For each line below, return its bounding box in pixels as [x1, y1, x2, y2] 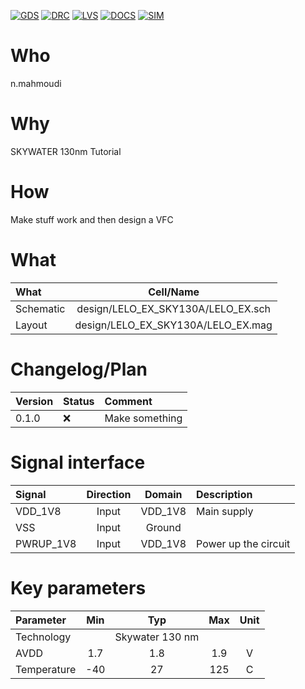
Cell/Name [148, 285, 200, 299]
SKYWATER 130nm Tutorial [10, 145, 122, 157]
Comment [104, 394, 153, 408]
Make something [104, 411, 183, 425]
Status [63, 394, 95, 408]
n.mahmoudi [10, 77, 62, 89]
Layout [15, 318, 48, 332]
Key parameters [10, 576, 147, 599]
